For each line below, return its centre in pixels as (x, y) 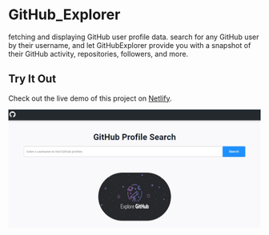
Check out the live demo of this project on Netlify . (90, 98)
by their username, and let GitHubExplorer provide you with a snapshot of (130, 45)
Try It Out (32, 79)
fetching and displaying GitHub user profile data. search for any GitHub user (134, 37)
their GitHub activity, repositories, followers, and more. (98, 54)
